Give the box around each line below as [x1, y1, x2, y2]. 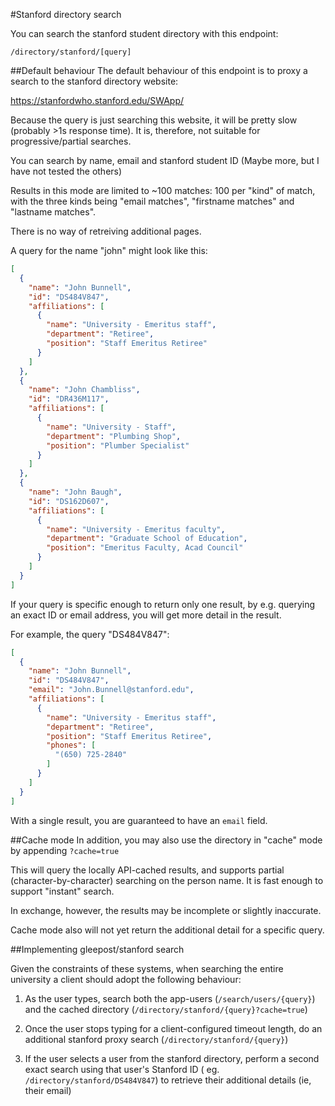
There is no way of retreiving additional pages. [10, 225, 202, 237]
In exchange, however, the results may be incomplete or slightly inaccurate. [10, 904, 322, 916]
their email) [24, 1084, 72, 1096]
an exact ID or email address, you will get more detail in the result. [10, 609, 282, 621]
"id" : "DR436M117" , [28, 394, 110, 404]
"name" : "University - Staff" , [46, 422, 177, 432]
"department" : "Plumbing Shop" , [46, 431, 182, 441]
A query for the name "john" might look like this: [10, 245, 208, 256]
